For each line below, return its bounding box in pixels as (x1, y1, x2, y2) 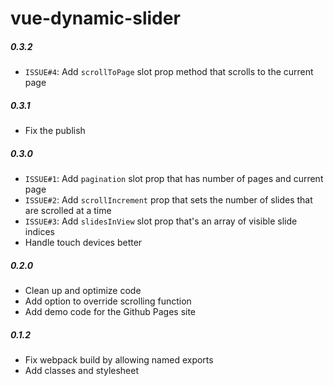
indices (24, 226, 55, 238)
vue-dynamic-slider (10, 7, 181, 30)
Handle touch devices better (24, 237, 143, 249)
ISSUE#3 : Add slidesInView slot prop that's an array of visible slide (24, 215, 298, 227)
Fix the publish (24, 125, 86, 137)
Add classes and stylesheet (24, 365, 140, 377)
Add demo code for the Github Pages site (24, 306, 197, 318)
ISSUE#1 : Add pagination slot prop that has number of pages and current (24, 173, 324, 185)
